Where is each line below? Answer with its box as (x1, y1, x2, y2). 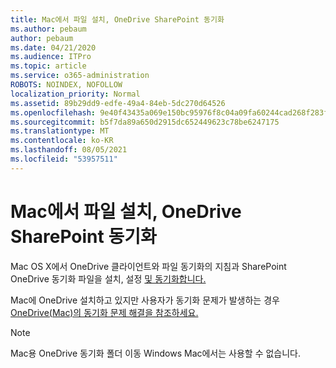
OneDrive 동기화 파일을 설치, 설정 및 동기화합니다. (10, 272, 207, 285)
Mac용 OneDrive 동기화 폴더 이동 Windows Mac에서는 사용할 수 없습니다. (10, 347, 302, 359)
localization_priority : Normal (10, 89, 141, 99)
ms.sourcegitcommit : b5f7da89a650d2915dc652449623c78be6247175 (10, 117, 280, 127)
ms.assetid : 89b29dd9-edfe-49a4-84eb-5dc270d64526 (10, 98, 226, 108)
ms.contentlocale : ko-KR (10, 136, 114, 146)
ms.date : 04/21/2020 (10, 42, 97, 53)
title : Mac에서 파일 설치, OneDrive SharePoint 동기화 (10, 14, 225, 25)
